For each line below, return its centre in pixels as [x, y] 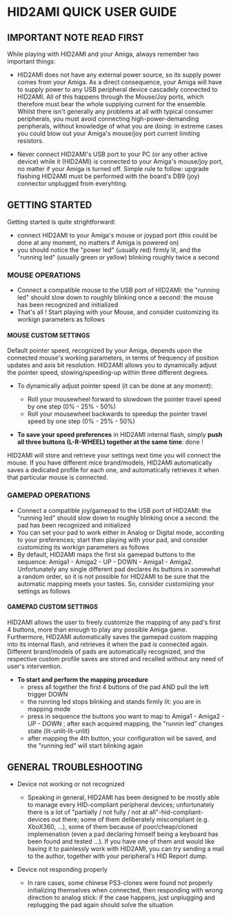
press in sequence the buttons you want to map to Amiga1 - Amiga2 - [126, 716]
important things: [31, 61]
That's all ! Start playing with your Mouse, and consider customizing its [118, 312]
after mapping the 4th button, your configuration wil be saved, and [122, 738]
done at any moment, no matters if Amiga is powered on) [98, 242]
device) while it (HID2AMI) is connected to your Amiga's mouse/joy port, [120, 162]
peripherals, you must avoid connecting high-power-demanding [108, 119]
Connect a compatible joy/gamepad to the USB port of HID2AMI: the [114, 510]
